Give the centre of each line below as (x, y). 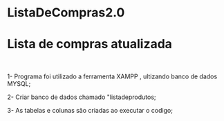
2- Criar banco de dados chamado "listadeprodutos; (82, 97)
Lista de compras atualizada (90, 44)
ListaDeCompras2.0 (66, 13)
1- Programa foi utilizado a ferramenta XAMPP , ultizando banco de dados (112, 76)
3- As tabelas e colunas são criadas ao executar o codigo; (90, 111)
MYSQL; (19, 84)
